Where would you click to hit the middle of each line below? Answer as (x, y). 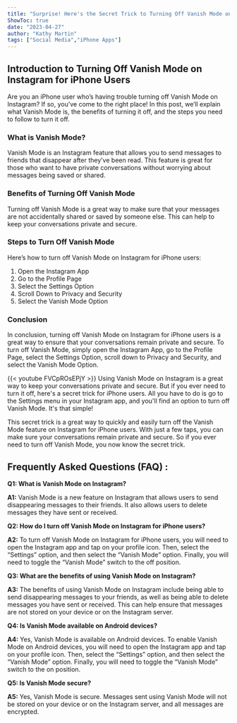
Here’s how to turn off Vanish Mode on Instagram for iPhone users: (104, 257)
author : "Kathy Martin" (42, 34)
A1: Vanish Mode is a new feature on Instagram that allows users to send (113, 497)
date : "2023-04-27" (36, 27)
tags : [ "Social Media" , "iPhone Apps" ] (64, 40)
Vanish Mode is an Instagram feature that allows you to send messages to (115, 153)
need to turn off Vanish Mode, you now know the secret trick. (96, 444)
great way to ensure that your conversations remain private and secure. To (116, 342)
